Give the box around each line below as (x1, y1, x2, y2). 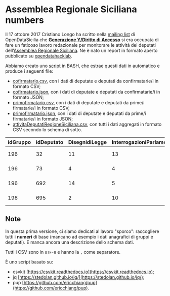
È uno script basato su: (5, 258, 53, 265)
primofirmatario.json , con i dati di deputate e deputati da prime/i (12, 110, 146, 116)
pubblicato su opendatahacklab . (5, 52, 72, 59)
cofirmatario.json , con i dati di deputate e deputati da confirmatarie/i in (12, 88, 160, 95)
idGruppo (8, 138, 31, 145)
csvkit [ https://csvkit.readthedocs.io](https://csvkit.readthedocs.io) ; (12, 269, 154, 275)
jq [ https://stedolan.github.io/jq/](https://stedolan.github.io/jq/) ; (12, 274, 145, 280)
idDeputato (35, 138, 64, 145)
